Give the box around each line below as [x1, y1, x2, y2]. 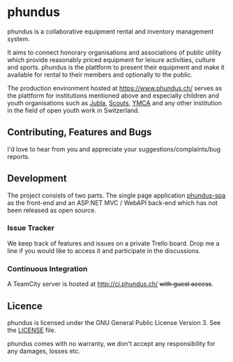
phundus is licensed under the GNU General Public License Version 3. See [7, 318, 221, 326]
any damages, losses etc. [7, 347, 81, 355]
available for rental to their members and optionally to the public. [7, 70, 193, 79]
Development [7, 172, 68, 185]
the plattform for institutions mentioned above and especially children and [7, 91, 220, 100]
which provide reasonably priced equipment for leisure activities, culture [7, 55, 216, 63]
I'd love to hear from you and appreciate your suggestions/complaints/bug [7, 144, 221, 153]
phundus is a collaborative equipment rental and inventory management [7, 27, 214, 36]
